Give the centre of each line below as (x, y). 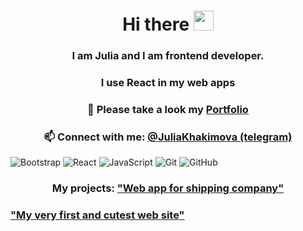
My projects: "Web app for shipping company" (168, 188)
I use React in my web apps (168, 83)
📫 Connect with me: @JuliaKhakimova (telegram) (168, 137)
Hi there (156, 24)
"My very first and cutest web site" (97, 215)
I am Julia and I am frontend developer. (168, 56)
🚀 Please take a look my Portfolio (168, 109)
